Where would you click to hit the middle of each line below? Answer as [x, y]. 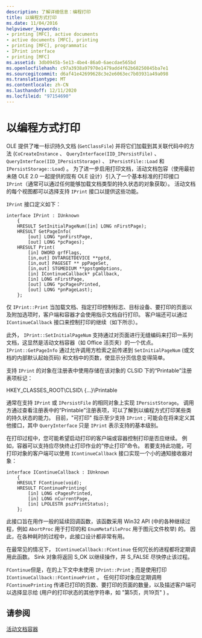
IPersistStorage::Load [35, 169]
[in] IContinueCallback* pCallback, [74, 274]
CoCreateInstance [36, 154]
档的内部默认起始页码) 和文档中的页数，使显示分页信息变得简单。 [87, 357]
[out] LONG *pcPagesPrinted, [65, 284]
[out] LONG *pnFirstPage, [61, 236]
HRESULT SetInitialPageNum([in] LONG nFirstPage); [82, 226]
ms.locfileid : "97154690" [39, 96]
